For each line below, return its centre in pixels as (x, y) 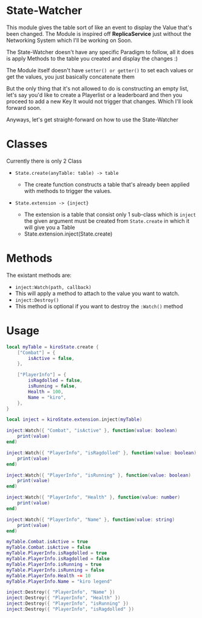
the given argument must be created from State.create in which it (107, 221)
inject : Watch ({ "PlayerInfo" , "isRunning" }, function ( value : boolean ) (99, 475)
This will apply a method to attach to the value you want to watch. (97, 293)
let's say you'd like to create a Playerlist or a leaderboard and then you (94, 95)
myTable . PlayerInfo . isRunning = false (55, 570)
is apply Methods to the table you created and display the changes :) (92, 58)
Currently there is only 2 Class (44, 161)
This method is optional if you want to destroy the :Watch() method (99, 306)
